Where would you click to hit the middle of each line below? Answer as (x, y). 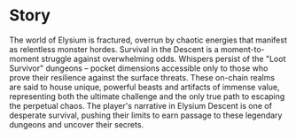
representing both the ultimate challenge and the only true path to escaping (147, 96)
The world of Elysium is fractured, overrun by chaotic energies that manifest (148, 40)
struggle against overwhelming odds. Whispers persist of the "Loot (164, 58)
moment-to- (243, 49)
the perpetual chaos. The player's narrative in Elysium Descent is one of (141, 105)
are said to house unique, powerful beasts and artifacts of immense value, (144, 87)
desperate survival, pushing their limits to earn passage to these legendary (146, 115)
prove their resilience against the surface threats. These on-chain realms (142, 77)
